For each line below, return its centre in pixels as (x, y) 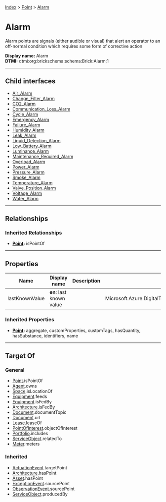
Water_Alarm (25, 198)
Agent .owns (24, 386)
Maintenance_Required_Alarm (43, 156)
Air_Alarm (22, 93)
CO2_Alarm (24, 104)
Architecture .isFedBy (34, 407)
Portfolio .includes (30, 434)
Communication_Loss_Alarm (41, 109)
